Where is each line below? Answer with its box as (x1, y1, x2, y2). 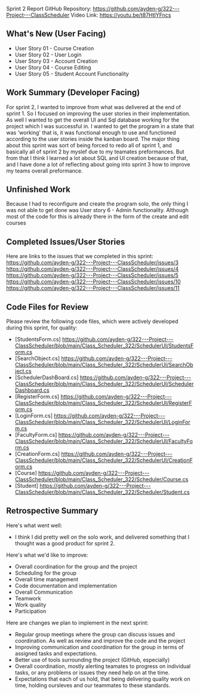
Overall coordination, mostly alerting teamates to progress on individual (14, 662, 191, 670)
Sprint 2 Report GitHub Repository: (6, 5, 92, 12)
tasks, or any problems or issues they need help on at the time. (14, 669, 170, 676)
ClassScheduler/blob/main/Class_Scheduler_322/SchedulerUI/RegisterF (14, 400, 192, 407)
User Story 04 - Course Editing (14, 64, 91, 71)
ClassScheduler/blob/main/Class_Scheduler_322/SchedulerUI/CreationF (14, 457, 193, 464)
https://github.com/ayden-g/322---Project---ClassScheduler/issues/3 (6, 259, 179, 266)
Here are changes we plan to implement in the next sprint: (6, 619, 149, 626)
